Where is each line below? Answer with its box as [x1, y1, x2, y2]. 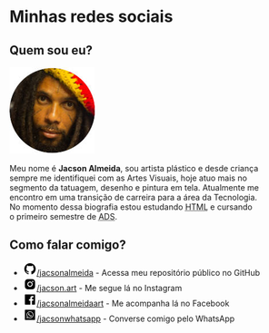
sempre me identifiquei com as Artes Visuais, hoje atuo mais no [9, 172, 248, 183]
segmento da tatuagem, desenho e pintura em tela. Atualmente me [9, 182, 259, 192]
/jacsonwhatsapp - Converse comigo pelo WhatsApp [35, 313, 235, 324]
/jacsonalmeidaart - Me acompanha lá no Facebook [35, 298, 230, 309]
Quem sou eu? [9, 43, 94, 58]
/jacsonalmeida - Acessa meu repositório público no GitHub [35, 267, 261, 278]
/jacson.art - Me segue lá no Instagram [35, 282, 183, 293]
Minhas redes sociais [9, 6, 174, 27]
